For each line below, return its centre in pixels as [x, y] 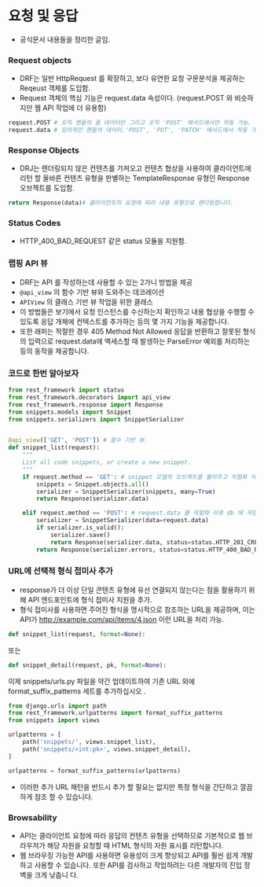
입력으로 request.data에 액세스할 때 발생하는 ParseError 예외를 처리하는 [139, 341]
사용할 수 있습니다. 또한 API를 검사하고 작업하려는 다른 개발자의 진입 [138, 865]
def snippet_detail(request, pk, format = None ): [88, 665]
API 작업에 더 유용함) [75, 108]
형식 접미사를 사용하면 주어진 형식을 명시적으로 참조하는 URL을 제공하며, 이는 [137, 609]
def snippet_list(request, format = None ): [77, 634]
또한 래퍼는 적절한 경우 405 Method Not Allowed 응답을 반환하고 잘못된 [130, 331]
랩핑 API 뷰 [28, 263]
